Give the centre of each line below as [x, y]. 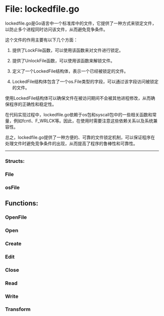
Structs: [15, 161]
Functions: [22, 203]
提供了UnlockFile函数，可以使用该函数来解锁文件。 [63, 60]
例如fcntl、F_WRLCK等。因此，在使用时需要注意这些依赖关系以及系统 [83, 121]
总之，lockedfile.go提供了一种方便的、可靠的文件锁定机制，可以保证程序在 [80, 137]
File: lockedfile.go [42, 9]
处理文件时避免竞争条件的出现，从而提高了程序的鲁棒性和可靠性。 [71, 143]
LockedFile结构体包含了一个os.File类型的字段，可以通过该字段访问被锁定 [85, 81]
